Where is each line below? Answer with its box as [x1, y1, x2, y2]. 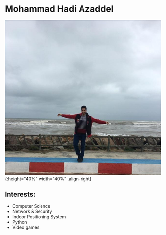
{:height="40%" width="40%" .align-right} [5, 176, 92, 182]
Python [12, 219, 27, 225]
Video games [12, 224, 40, 230]
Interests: [5, 190, 36, 199]
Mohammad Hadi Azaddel [5, 3, 114, 15]
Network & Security [12, 208, 52, 214]
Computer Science [12, 203, 51, 209]
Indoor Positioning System [12, 213, 66, 220]
